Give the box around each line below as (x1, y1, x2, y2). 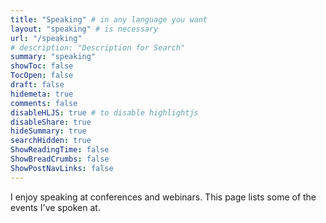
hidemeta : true (10, 89, 74, 99)
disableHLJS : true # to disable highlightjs (10, 107, 199, 118)
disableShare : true (10, 117, 92, 127)
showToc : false (10, 61, 74, 71)
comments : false (10, 98, 78, 108)
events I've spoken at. (10, 201, 101, 213)
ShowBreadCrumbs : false (10, 154, 110, 164)
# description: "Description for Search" (10, 42, 186, 53)
